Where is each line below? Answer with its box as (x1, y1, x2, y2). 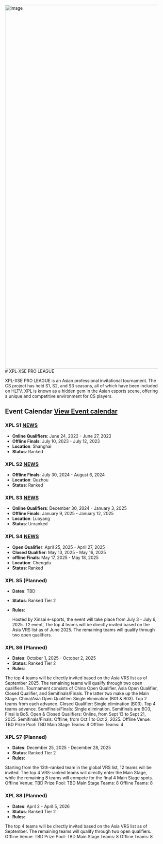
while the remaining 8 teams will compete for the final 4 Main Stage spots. (5, 775, 153, 781)
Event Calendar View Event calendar (5, 407, 118, 416)
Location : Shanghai (12, 443, 52, 449)
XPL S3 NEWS (5, 494, 39, 501)
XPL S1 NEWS (5, 422, 38, 429)
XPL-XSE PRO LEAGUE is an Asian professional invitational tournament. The (5, 378, 157, 384)
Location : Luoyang (12, 516, 50, 521)
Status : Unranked (12, 521, 48, 527)
